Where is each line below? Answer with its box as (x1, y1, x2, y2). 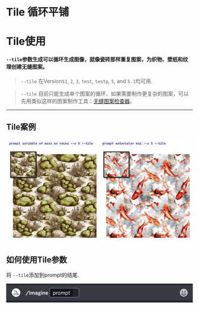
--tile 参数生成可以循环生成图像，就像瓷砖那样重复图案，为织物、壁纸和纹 (6, 56, 188, 63)
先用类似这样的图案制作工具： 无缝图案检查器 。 (20, 97, 135, 104)
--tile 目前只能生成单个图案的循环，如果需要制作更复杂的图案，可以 (20, 90, 189, 97)
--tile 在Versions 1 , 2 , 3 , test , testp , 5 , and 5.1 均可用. (20, 78, 153, 85)
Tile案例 (6, 122, 36, 132)
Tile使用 (6, 35, 46, 48)
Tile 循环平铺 (6, 5, 69, 19)
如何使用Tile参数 (6, 255, 67, 265)
